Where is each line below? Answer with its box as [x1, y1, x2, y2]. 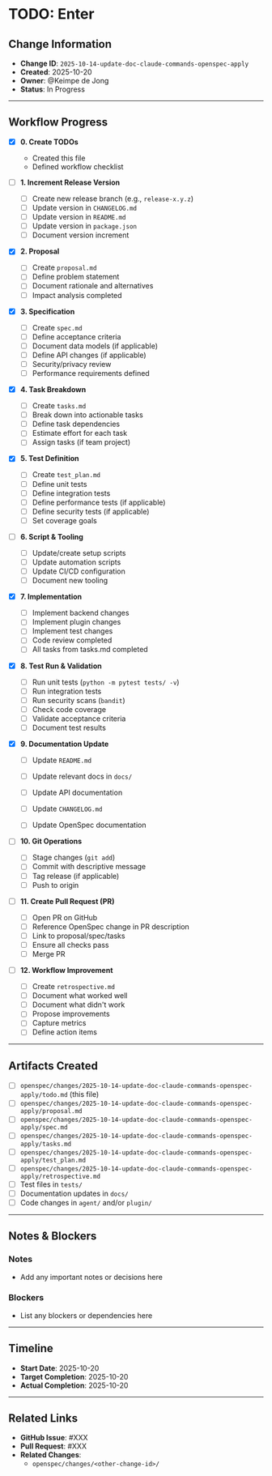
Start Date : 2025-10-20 [19, 1363, 100, 1373]
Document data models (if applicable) [32, 341, 159, 351]
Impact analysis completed [32, 290, 123, 300]
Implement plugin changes [32, 617, 121, 627]
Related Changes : [19, 1450, 82, 1460]
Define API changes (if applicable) [32, 350, 147, 360]
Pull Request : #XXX [19, 1441, 87, 1451]
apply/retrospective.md [19, 1172, 101, 1180]
